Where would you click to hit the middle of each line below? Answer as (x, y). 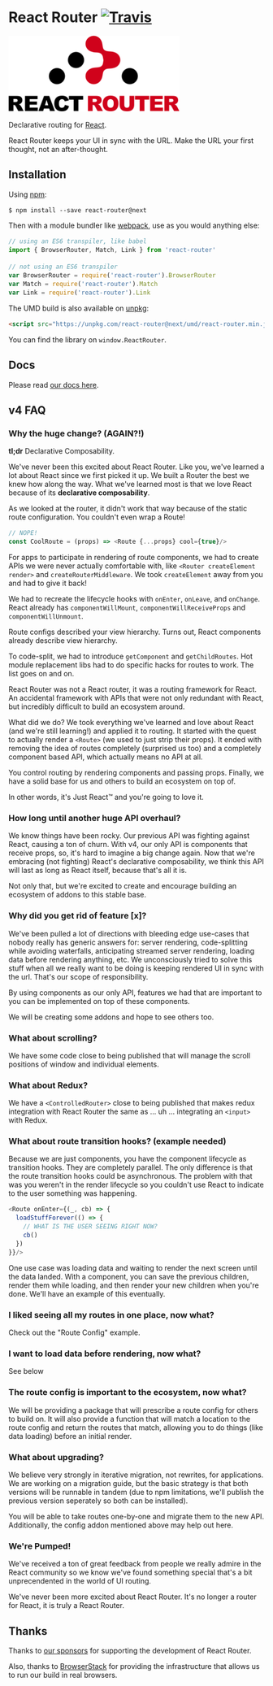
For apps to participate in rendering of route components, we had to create (134, 557)
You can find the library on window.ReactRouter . (87, 339)
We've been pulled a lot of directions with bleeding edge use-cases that (129, 933)
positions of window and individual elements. (84, 1064)
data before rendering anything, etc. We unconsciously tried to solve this (130, 959)
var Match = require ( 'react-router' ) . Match (83, 285)
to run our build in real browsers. (63, 1675)
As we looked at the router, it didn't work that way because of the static (128, 509)
